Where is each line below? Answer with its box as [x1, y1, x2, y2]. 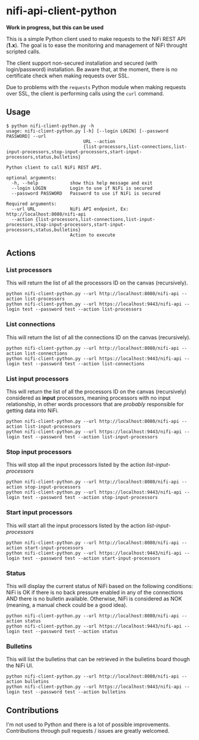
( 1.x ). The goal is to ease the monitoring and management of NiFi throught [6, 42, 188, 49]
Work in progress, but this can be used [6, 24, 104, 31]
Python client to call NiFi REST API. [6, 165, 102, 170]
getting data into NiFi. [6, 407, 59, 414]
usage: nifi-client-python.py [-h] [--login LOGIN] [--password [6, 128, 169, 134]
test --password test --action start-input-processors [21, 555, 161, 561]
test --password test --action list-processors [21, 306, 143, 312]
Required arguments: [6, 201, 58, 207]
